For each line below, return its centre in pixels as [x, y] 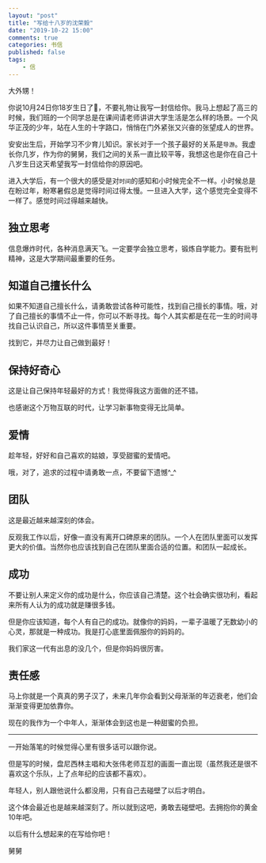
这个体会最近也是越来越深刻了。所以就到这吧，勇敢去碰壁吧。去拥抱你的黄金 [133, 808]
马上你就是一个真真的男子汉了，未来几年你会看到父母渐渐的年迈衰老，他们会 [133, 696]
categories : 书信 [36, 45]
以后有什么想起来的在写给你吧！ [60, 834]
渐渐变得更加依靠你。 [43, 706]
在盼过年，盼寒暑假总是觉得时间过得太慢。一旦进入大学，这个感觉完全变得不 [133, 190]
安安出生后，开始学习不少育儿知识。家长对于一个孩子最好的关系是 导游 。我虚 [132, 144]
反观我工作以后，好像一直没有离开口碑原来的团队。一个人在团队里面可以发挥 [133, 537]
